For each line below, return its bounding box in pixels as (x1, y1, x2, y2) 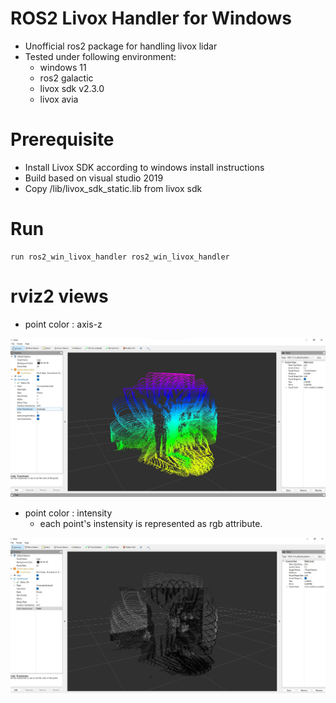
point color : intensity (24, 507, 113, 519)
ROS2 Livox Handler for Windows (10, 7, 293, 30)
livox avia (39, 93, 79, 105)
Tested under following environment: (24, 50, 177, 62)
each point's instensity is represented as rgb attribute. (39, 517, 263, 529)
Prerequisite (10, 128, 115, 151)
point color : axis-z (24, 318, 103, 330)
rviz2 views (10, 285, 109, 307)
